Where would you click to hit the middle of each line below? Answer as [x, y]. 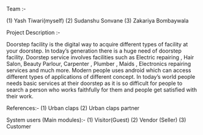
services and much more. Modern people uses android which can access [99, 70]
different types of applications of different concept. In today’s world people [101, 77]
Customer [19, 126]
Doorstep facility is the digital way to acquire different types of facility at [97, 44]
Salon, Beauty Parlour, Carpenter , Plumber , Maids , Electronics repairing [99, 64]
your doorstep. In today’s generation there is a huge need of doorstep [94, 51]
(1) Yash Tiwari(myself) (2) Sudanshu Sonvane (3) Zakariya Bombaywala [98, 20]
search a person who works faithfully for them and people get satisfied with [102, 90]
